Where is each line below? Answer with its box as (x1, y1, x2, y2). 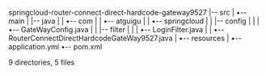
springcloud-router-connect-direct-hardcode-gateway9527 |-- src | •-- (8, 8, 247, 17)
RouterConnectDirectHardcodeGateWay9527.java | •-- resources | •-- (8, 33, 243, 43)
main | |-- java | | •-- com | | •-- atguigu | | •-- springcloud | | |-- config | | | (8, 16, 260, 26)
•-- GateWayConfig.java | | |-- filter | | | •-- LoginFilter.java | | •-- (8, 25, 225, 34)
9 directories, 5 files (8, 57, 75, 67)
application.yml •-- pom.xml (8, 42, 103, 52)
